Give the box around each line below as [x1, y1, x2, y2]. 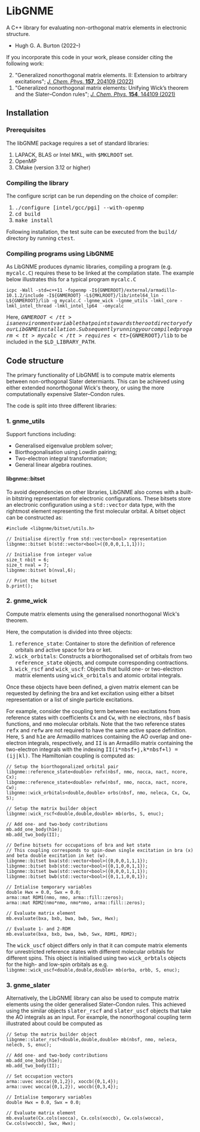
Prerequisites [6, 126, 46, 134]
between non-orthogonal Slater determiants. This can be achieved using [6, 378, 185, 385]
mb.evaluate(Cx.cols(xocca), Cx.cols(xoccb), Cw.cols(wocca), [6, 1115, 164, 1121]
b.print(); [6, 583, 33, 589]
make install [14, 217, 53, 224]
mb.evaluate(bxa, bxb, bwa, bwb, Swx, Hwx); [6, 915, 119, 921]
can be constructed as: [6, 513, 63, 521]
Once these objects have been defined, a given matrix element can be [6, 683, 179, 690]
